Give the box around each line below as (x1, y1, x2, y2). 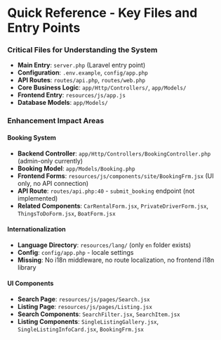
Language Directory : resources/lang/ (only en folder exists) (17, 241, 192, 249)
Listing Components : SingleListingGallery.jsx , (17, 317, 159, 326)
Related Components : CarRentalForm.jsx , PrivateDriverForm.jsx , (17, 201, 209, 210)
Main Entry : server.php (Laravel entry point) (17, 61, 146, 70)
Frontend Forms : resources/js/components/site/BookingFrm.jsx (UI (17, 171, 214, 180)
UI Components (7, 279, 54, 288)
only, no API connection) (17, 179, 89, 187)
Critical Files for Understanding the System (7, 45, 158, 55)
